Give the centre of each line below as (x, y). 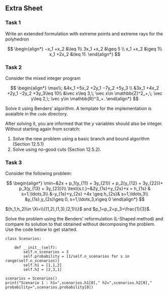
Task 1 (13, 23)
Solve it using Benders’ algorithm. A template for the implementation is (78, 108)
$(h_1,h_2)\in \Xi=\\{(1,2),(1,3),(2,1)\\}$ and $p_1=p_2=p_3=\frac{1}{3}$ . (78, 209)
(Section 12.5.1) (28, 144)
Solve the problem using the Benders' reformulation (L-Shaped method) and (84, 219)
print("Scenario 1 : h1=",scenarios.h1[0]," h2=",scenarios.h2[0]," (79, 283)
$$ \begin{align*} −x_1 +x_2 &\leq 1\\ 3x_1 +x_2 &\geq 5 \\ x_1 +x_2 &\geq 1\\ (85, 49)
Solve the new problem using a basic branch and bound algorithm (81, 139)
